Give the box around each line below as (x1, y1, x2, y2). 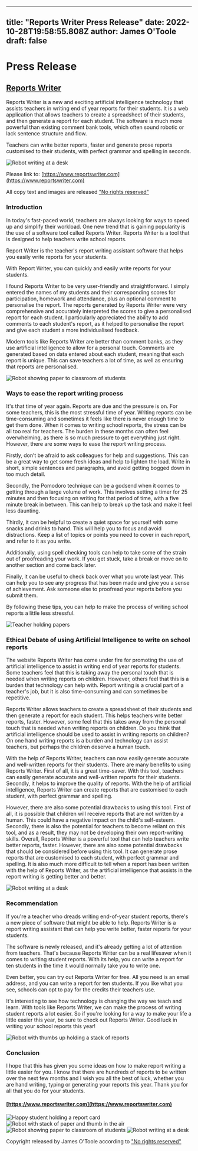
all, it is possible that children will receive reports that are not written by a (6, 810, 184, 818)
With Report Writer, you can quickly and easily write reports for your (6, 264, 171, 272)
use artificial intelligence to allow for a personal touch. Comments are (6, 344, 174, 351)
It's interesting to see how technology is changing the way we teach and (6, 997, 182, 1004)
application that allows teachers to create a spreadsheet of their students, (6, 111, 186, 118)
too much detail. (6, 471, 45, 478)
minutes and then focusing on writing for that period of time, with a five (6, 494, 179, 501)
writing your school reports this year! (6, 1022, 96, 1029)
